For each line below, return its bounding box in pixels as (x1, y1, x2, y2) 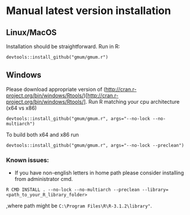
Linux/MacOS (6, 28, 57, 37)
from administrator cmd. (14, 176, 73, 183)
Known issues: (6, 156, 50, 164)
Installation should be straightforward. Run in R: (6, 43, 120, 50)
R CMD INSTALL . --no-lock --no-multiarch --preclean (6, 187, 140, 193)
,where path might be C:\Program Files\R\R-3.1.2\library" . (6, 202, 152, 209)
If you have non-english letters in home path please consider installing (14, 169, 184, 176)
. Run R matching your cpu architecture (85, 98, 180, 105)
